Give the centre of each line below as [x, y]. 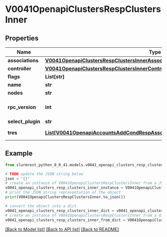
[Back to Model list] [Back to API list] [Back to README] [62, 230]
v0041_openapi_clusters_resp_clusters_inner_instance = [64, 188]
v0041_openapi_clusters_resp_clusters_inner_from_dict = [65, 220]
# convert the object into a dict [41, 206]
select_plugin [24, 121]
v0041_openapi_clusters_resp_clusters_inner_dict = [60, 211]
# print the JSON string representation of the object [63, 193]
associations [23, 60]
